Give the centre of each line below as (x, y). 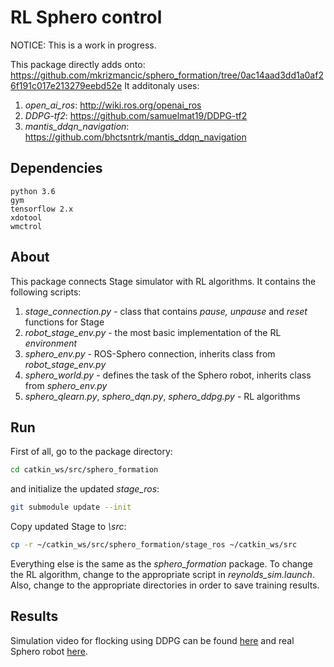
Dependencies (56, 168)
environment (51, 343)
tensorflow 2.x (42, 209)
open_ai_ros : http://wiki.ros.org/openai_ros (113, 105)
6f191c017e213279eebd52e (66, 85)
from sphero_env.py (66, 385)
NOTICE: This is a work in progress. (83, 45)
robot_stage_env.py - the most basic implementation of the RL (153, 332)
